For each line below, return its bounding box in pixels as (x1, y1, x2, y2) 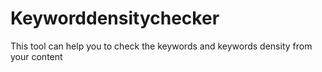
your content (10, 50, 63, 62)
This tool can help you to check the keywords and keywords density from (10, 40, 313, 52)
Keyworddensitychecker (10, 7, 220, 30)
